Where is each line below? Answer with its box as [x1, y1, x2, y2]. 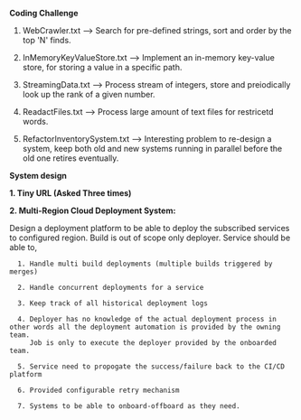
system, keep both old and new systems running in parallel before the [22, 144, 283, 154]
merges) [9, 267, 39, 276]
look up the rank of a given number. [22, 89, 155, 99]
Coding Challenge [9, 8, 79, 18]
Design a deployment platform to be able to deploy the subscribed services [9, 223, 290, 233]
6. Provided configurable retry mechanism [17, 386, 180, 395]
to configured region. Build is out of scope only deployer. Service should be [9, 232, 291, 243]
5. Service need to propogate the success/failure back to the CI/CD [17, 362, 285, 371]
